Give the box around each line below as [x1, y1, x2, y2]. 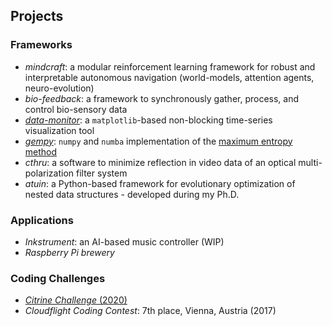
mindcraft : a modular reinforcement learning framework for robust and [24, 60, 316, 73]
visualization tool [24, 124, 95, 136]
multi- [298, 156, 323, 168]
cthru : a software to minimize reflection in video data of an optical [24, 156, 297, 168]
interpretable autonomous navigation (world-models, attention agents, [24, 71, 315, 83]
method [24, 145, 58, 158]
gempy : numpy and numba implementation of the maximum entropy [24, 135, 293, 147]
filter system [75, 167, 128, 179]
